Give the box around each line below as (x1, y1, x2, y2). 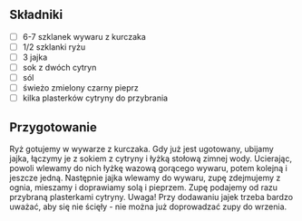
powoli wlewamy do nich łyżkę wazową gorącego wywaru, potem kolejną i (9, 163, 287, 174)
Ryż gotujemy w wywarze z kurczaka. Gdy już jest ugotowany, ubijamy (9, 144, 274, 155)
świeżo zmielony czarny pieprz (22, 82, 139, 93)
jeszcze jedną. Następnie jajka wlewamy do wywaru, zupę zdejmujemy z (9, 172, 281, 184)
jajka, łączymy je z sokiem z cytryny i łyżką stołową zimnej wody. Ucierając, (9, 153, 293, 164)
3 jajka (22, 52, 48, 62)
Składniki (9, 7, 63, 23)
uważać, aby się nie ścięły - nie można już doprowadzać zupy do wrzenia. (9, 201, 287, 212)
